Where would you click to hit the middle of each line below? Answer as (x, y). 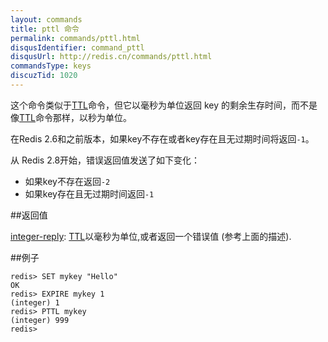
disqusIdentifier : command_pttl (77, 47)
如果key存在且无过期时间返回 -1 (89, 193)
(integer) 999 (40, 320)
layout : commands (46, 19)
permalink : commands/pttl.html (75, 38)
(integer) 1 (35, 302)
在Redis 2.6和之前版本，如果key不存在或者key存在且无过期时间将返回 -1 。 (162, 138)
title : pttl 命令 (45, 29)
